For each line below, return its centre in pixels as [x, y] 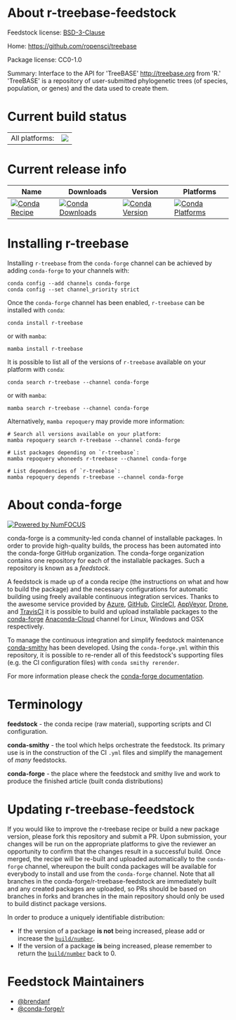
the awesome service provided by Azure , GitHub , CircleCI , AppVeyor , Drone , [118, 604]
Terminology [45, 704]
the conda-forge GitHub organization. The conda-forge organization [106, 553]
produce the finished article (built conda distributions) [85, 781]
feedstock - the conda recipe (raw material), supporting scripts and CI [110, 724]
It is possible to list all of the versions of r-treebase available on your [106, 362]
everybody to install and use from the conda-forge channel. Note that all [111, 874]
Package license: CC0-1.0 [45, 59]
